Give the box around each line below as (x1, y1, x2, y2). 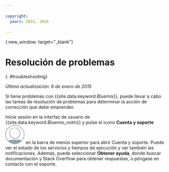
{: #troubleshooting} (5, 74, 48, 80)
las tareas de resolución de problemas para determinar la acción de (5, 99, 147, 105)
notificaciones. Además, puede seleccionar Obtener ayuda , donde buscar (5, 150, 161, 156)
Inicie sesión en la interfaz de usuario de (5, 114, 90, 120)
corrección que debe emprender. (5, 104, 75, 110)
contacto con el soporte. (5, 161, 57, 167)
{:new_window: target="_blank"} (5, 39, 74, 45)
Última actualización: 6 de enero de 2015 (5, 83, 92, 90)
